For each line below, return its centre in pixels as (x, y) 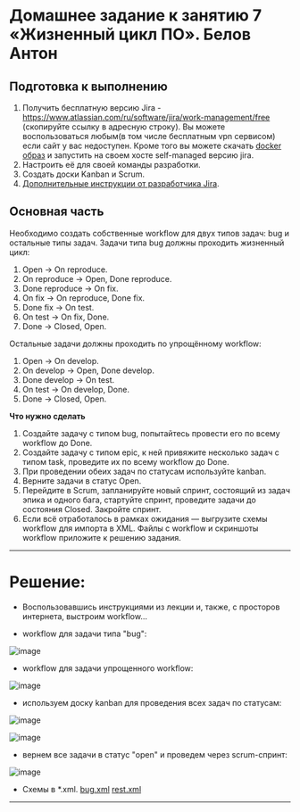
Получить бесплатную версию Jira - (92, 108)
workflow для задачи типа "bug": (84, 634)
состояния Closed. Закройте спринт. (92, 509)
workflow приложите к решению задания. (101, 537)
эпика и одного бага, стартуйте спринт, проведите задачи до (139, 500)
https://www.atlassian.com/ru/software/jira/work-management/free (146, 117)
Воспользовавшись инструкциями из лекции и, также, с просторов (151, 607)
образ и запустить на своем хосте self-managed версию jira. (138, 155)
